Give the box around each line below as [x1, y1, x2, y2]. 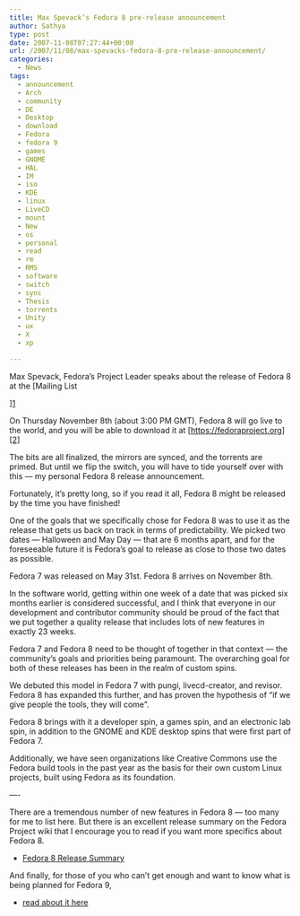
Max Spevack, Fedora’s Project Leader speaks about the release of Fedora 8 [9, 371, 291, 381]
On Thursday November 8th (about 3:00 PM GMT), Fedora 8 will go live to [9, 414, 283, 426]
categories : [9, 55, 54, 64]
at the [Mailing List [9, 380, 78, 391]
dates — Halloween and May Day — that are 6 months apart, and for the [9, 534, 275, 545]
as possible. [9, 553, 54, 563]
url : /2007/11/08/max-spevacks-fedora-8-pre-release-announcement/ [9, 47, 267, 56]
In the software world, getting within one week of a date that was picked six [9, 588, 288, 598]
